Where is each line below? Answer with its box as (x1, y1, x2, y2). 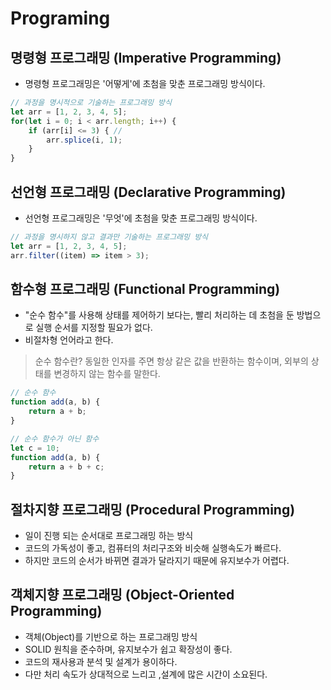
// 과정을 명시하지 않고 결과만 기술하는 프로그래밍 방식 (10, 232, 209, 242)
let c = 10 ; (10, 443, 60, 453)
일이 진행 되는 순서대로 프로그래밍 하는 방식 (24, 530, 194, 542)
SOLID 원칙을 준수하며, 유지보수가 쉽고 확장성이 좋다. (24, 643, 233, 655)
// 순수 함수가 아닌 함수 (10, 433, 100, 444)
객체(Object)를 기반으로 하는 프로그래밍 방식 (24, 630, 198, 642)
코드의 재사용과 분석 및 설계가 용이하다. (24, 655, 178, 667)
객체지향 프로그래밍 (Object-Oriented (10, 587, 235, 604)
